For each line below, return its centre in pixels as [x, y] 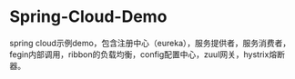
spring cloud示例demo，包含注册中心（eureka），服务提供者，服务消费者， [150, 43]
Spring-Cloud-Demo [88, 17]
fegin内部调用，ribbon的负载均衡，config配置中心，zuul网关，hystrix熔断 [147, 54]
